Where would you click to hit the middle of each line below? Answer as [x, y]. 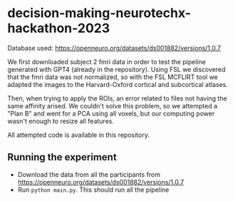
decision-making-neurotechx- [99, 13]
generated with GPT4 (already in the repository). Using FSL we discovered [116, 69]
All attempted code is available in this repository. [78, 135]
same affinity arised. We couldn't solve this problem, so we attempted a [113, 105]
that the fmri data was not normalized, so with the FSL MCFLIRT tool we [113, 77]
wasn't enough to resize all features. [61, 121]
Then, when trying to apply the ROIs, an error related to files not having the [117, 98]
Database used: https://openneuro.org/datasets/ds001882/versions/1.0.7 [114, 48]
